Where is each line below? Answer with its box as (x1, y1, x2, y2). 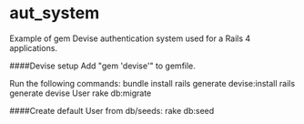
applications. (9, 42, 57, 53)
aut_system (9, 3, 100, 24)
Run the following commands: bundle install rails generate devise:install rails (9, 77, 296, 88)
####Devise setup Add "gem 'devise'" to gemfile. (9, 60, 196, 71)
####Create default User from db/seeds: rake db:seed (9, 105, 215, 116)
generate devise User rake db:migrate (9, 88, 152, 98)
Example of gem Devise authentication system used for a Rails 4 (9, 33, 251, 44)
